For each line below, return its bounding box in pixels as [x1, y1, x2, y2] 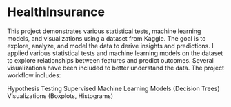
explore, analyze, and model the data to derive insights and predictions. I [7, 41, 214, 50]
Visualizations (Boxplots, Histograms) [7, 91, 114, 100]
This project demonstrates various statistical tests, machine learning [7, 27, 201, 35]
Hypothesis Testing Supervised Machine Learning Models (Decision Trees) [7, 84, 220, 93]
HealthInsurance [7, 4, 106, 20]
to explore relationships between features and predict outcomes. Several [7, 56, 214, 64]
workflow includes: [7, 70, 61, 79]
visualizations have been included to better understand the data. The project [7, 64, 224, 72]
